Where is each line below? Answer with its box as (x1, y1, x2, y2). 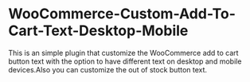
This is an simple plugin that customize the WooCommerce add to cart (8, 48, 239, 57)
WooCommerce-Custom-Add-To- (8, 5, 236, 23)
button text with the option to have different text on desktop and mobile (8, 57, 242, 66)
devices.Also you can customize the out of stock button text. (8, 64, 208, 74)
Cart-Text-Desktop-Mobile (8, 21, 189, 40)
